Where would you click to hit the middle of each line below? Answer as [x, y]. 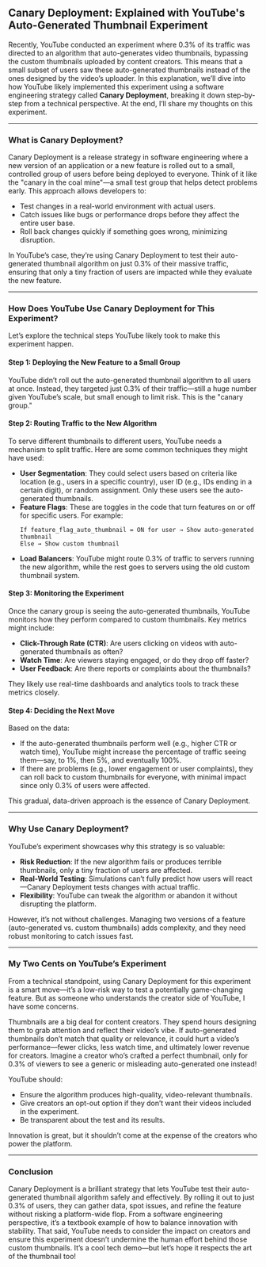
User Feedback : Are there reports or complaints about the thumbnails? [135, 668]
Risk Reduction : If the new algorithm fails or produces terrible [120, 861]
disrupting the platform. [58, 904]
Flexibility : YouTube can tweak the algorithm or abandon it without [128, 895]
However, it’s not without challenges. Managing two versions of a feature [127, 919]
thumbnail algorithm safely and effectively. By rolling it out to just [149, 1197]
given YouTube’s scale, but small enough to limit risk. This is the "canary [126, 396]
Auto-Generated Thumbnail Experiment [108, 26]
